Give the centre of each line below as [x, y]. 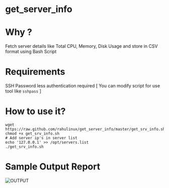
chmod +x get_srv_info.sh [32, 134]
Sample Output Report [53, 167]
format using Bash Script [31, 52]
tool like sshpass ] [23, 91]
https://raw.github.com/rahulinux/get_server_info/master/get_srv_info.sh [85, 129]
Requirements [35, 72]
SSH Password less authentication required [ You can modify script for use [82, 86]
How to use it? [35, 111]
